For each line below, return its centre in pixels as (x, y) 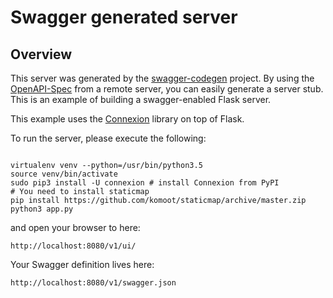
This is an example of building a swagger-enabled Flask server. (141, 99)
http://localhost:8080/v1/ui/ (73, 246)
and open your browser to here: (75, 227)
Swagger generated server (124, 17)
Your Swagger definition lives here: (82, 264)
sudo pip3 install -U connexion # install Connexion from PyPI (145, 183)
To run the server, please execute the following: (108, 138)
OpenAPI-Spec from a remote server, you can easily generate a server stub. (167, 89)
